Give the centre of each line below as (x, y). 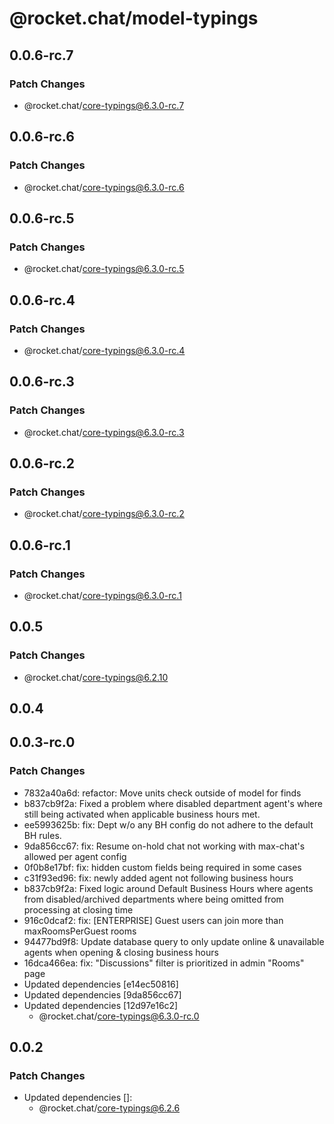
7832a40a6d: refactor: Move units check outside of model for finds (162, 793)
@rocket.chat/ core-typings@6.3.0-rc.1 (102, 595)
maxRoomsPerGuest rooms (80, 931)
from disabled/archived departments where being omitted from (153, 899)
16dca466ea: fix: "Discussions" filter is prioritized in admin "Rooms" (164, 963)
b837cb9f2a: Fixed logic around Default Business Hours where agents (168, 888)
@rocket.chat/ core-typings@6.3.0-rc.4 (104, 350)
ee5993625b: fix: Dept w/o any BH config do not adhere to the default (168, 824)
